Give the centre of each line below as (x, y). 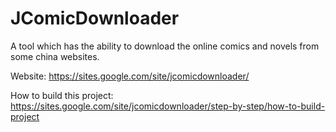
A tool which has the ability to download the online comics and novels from (165, 46)
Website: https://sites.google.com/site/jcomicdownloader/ (130, 76)
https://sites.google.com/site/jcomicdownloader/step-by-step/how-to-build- (168, 106)
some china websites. (55, 56)
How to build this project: (62, 95)
